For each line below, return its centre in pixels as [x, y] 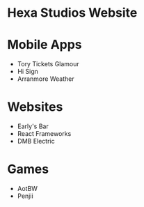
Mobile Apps [45, 45]
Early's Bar [33, 126]
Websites [35, 107]
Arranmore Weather [46, 79]
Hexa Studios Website [72, 13]
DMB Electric [36, 141]
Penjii [25, 196]
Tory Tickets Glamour [48, 64]
